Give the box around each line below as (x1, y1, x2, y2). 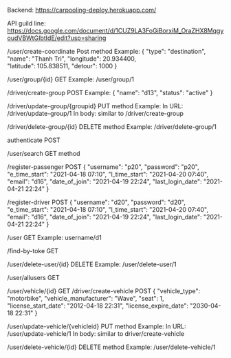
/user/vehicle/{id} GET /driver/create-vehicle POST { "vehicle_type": (7, 287, 201, 295)
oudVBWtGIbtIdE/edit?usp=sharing (7, 34, 107, 42)
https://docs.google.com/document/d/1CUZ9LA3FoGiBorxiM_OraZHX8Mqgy (7, 27, 224, 34)
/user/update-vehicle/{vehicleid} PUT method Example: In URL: (7, 322, 187, 330)
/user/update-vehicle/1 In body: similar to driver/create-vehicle (7, 330, 184, 337)
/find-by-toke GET (7, 247, 59, 255)
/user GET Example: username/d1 (7, 234, 102, 241)
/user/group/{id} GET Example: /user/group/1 (7, 75, 134, 83)
